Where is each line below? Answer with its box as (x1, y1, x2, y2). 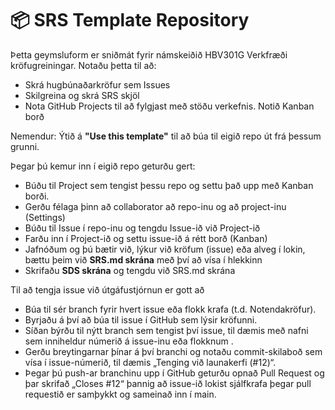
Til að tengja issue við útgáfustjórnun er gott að (10, 283, 205, 296)
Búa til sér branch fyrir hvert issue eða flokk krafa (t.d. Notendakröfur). (24, 303, 317, 315)
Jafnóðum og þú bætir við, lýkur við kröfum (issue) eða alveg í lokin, (24, 243, 306, 255)
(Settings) (24, 211, 66, 223)
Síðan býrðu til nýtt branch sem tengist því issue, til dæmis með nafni (24, 324, 309, 336)
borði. (24, 190, 50, 202)
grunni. (10, 140, 40, 152)
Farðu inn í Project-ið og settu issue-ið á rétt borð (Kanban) (24, 232, 268, 244)
